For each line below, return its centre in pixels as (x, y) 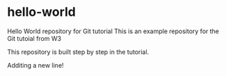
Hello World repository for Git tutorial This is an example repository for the (113, 31)
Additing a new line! (35, 65)
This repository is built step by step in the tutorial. (78, 52)
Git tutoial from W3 (34, 38)
